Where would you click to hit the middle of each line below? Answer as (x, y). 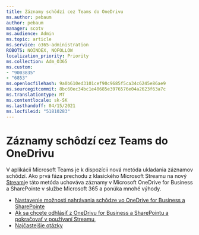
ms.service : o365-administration (48, 45)
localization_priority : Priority (48, 56)
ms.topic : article (29, 39)
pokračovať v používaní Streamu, (55, 219)
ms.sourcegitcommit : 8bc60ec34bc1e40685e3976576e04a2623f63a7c (86, 89)
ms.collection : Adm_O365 (37, 61)
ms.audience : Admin (30, 34)
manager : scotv (25, 28)
